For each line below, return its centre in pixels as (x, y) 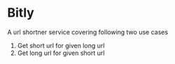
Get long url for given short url (61, 53)
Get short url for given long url (61, 45)
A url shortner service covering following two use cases (88, 32)
